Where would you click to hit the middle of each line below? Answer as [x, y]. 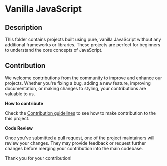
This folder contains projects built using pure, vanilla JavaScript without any [83, 39]
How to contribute [24, 103]
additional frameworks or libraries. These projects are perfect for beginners [83, 45]
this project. [17, 118]
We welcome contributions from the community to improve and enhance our [83, 78]
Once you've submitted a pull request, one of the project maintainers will [80, 138]
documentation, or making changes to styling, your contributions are [76, 88]
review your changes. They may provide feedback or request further [76, 143]
